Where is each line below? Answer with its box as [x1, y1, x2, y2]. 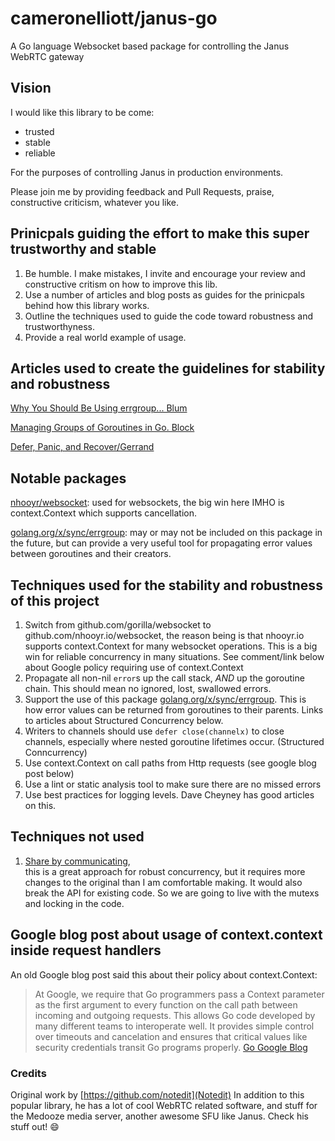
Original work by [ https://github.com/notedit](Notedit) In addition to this [10, 1088, 305, 1101]
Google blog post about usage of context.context [10, 927, 323, 944]
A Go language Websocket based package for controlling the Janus [10, 40, 290, 52]
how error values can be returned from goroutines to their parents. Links [24, 704, 324, 716]
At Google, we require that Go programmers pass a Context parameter [34, 988, 325, 1000]
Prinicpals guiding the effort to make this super [10, 225, 310, 242]
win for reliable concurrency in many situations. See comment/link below [24, 651, 325, 662]
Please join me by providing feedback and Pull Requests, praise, [10, 185, 275, 197]
